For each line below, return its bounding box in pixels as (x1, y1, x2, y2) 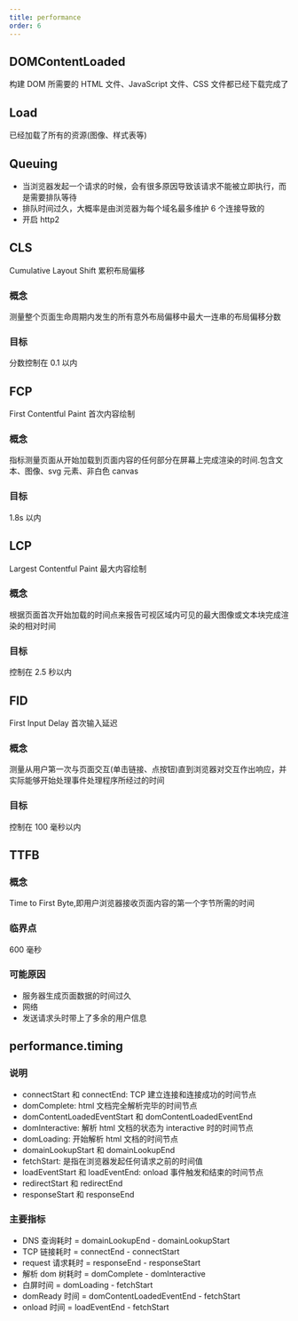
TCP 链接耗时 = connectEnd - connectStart (21, 1245, 180, 1257)
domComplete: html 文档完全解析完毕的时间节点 (21, 1100, 198, 1110)
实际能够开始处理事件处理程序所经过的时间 (9, 775, 165, 786)
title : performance (9, 12, 82, 22)
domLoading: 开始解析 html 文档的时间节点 (21, 1134, 179, 1144)
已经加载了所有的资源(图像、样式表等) (9, 130, 148, 140)
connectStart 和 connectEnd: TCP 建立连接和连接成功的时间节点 (21, 1089, 257, 1100)
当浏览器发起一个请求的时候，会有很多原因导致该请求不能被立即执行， (21, 180, 279, 191)
